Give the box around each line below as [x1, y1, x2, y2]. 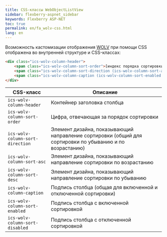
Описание [92, 89, 118, 96]
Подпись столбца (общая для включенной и [50, 184, 158, 191]
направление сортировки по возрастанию [50, 159, 154, 166]
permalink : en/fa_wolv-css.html [5, 26, 72, 31]
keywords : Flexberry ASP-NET [5, 16, 66, 21]
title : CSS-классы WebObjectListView [5, 7, 83, 12]
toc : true [5, 21, 26, 26]
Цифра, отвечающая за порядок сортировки [50, 113, 159, 120]
